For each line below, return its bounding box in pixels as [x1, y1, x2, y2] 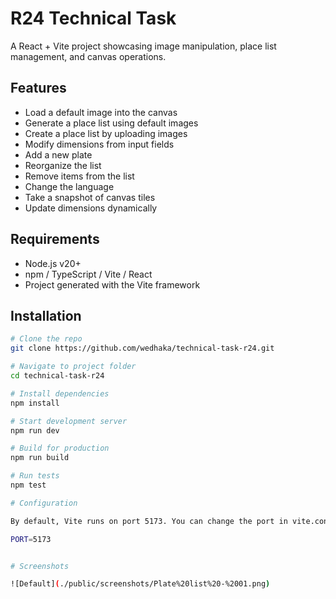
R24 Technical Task [10, 7, 177, 30]
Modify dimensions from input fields [24, 138, 175, 150]
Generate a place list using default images [24, 117, 199, 129]
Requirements [10, 231, 100, 248]
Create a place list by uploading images [24, 127, 188, 139]
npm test [10, 480, 47, 490]
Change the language [24, 180, 115, 192]
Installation [10, 307, 82, 324]
